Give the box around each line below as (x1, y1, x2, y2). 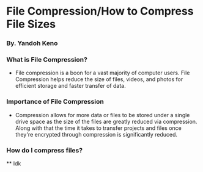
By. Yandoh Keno (6, 39, 58, 48)
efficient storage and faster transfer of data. (15, 82, 127, 90)
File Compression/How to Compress (6, 4, 194, 18)
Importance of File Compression (6, 98, 104, 106)
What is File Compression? (6, 56, 87, 64)
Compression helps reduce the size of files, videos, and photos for (15, 76, 183, 83)
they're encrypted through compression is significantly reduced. (15, 131, 178, 138)
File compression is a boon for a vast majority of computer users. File (15, 69, 190, 77)
